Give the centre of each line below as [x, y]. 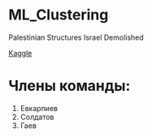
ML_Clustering [59, 15]
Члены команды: [69, 86]
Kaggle [20, 53]
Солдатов [37, 117]
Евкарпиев [39, 108]
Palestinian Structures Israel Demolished [76, 37]
